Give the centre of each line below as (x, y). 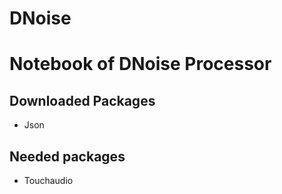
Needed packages (67, 156)
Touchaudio (48, 180)
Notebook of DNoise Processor (140, 64)
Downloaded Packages (82, 100)
